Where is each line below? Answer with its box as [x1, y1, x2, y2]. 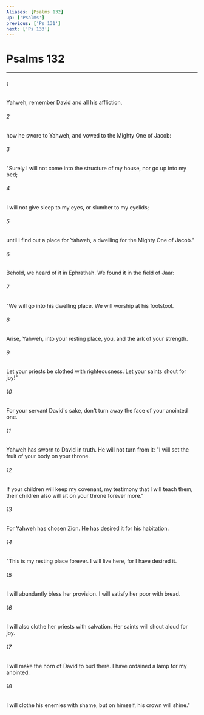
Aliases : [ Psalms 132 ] [6, 9, 64, 15]
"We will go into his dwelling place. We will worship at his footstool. [6, 302, 174, 309]
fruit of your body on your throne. [6, 453, 90, 460]
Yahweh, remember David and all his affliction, [6, 99, 123, 106]
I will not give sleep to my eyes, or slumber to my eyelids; [6, 204, 149, 211]
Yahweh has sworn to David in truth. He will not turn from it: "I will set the [6, 446, 189, 453]
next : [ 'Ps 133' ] [6, 26, 50, 32]
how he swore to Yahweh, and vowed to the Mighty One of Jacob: [6, 131, 172, 139]
